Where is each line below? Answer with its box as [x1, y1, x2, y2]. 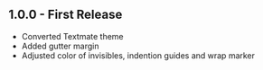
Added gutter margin [21, 40, 99, 51]
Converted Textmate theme [21, 31, 124, 41]
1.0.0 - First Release [8, 7, 123, 22]
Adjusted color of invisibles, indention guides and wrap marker [21, 49, 255, 61]
